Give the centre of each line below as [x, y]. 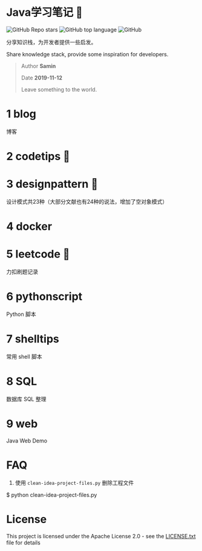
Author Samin [38, 66]
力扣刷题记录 [22, 272]
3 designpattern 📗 [52, 184]
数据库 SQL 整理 [26, 399]
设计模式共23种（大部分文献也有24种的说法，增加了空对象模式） [87, 202]
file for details [23, 543]
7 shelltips [33, 339]
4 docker [29, 226]
